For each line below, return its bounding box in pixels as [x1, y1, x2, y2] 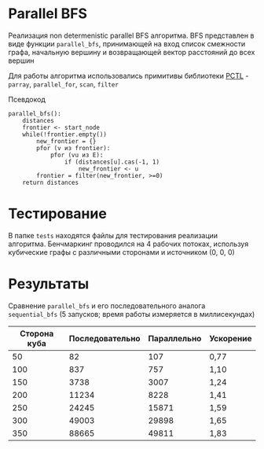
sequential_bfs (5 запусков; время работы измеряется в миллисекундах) [8, 309, 255, 318]
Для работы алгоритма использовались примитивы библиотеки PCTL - [8, 71, 249, 80]
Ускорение [209, 333, 252, 344]
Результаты [8, 275, 90, 293]
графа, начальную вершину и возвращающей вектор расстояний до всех [8, 47, 255, 57]
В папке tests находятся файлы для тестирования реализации [8, 230, 218, 240]
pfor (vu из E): [49, 151, 104, 159]
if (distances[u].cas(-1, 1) [64, 158, 159, 166]
